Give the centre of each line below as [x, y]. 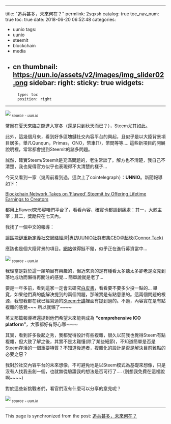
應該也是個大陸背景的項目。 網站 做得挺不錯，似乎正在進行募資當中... [76, 248]
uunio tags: [24, 29]
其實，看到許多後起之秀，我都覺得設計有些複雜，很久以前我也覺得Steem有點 [86, 335]
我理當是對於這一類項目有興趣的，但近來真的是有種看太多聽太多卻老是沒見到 [85, 271]
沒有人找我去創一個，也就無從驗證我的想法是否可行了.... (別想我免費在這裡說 [85, 372]
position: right [35, 99]
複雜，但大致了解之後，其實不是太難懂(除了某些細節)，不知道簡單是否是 [81, 342]
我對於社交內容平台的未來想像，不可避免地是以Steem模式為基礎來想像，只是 [86, 365]
